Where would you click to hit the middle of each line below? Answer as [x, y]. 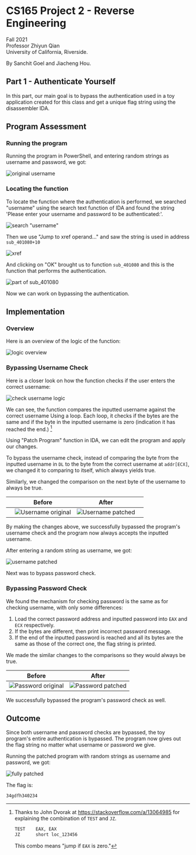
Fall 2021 [17, 39]
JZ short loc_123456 [46, 835]
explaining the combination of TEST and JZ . [65, 819]
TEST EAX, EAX [36, 829]
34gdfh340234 [22, 796]
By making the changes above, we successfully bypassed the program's [93, 527]
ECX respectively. [35, 625]
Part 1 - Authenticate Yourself [61, 82]
